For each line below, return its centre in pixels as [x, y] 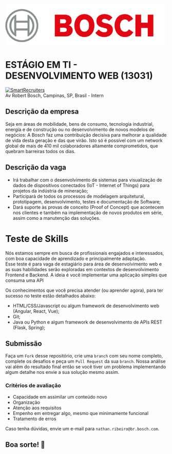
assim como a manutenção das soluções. [56, 218]
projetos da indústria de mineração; [50, 191]
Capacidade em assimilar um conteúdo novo [60, 396]
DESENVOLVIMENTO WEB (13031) [79, 76]
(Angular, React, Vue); [36, 311]
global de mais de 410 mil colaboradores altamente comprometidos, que [82, 146]
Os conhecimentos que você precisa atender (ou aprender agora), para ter [84, 290]
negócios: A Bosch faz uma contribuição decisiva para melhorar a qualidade [86, 135]
